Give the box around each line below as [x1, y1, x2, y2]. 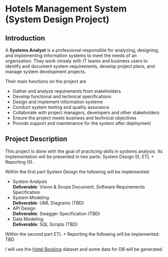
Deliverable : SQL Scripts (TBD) [12, 221, 78, 227]
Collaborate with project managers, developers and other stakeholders [12, 109, 160, 115]
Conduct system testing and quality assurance [12, 104, 109, 110]
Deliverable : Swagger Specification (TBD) [12, 210, 100, 217]
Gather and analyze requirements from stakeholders [12, 88, 121, 94]
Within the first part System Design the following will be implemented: [5, 168, 150, 174]
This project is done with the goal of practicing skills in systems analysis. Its [5, 148, 163, 154]
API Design [12, 205, 36, 211]
